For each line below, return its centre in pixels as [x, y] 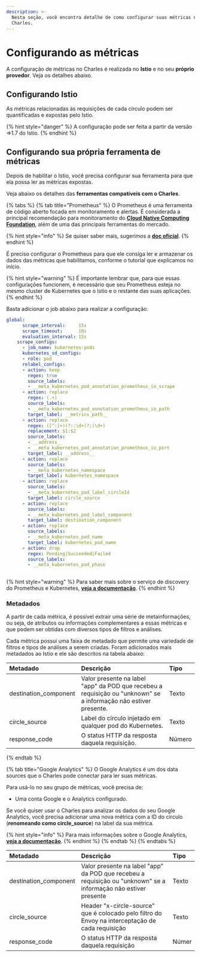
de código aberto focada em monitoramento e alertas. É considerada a [93, 211]
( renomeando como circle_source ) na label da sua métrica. [80, 823]
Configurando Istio [42, 94]
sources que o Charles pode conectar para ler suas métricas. [82, 776]
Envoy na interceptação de [119, 921]
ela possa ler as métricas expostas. [50, 182]
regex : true [43, 375]
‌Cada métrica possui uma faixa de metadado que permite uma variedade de [100, 641]
